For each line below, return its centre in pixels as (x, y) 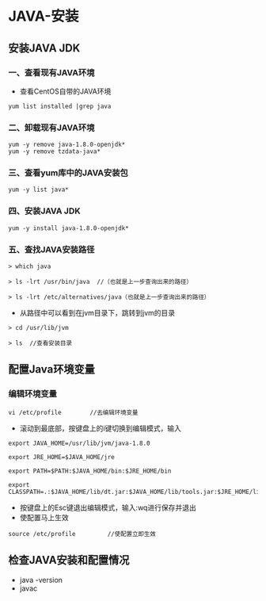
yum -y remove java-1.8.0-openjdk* (67, 145)
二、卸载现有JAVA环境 (51, 128)
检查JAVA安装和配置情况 (69, 560)
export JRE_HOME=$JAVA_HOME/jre (61, 457)
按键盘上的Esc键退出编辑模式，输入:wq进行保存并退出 (108, 507)
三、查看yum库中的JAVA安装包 (68, 173)
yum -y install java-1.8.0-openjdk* (68, 228)
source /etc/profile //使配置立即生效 (82, 534)
